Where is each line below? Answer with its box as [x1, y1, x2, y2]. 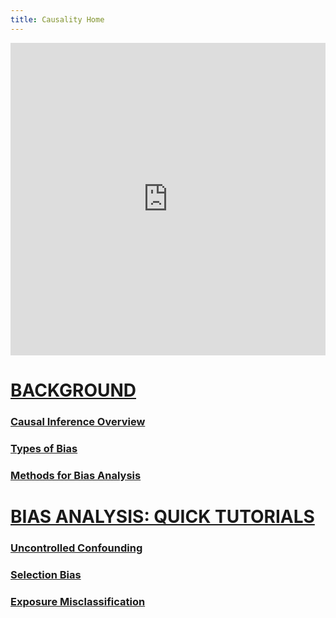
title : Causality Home [10, 14, 105, 25]
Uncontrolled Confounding [10, 541, 143, 555]
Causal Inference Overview [10, 414, 146, 428]
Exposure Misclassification [10, 594, 146, 608]
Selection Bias [10, 567, 82, 581]
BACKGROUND [10, 379, 137, 401]
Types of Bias [10, 441, 78, 455]
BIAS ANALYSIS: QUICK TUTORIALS [10, 505, 315, 528]
